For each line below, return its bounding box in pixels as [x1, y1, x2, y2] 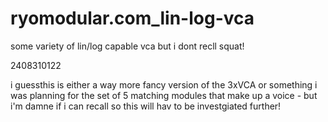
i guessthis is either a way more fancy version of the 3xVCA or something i [10, 78, 318, 91]
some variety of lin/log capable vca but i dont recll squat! [10, 40, 245, 52]
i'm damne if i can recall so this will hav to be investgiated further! [10, 100, 282, 112]
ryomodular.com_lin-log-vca [10, 7, 255, 30]
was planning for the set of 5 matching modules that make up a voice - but [10, 89, 318, 101]
